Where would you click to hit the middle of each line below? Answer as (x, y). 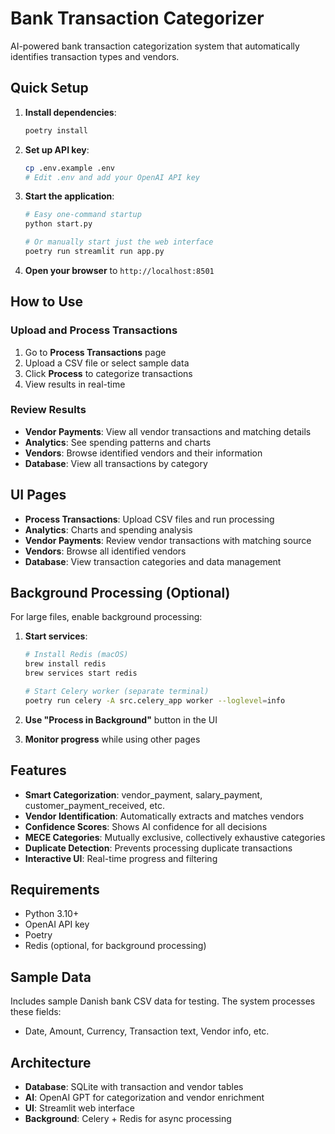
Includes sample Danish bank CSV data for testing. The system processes (163, 1001)
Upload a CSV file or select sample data (107, 363)
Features (38, 770)
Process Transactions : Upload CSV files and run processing (149, 519)
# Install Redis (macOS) (76, 655)
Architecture (51, 1062)
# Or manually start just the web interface (119, 242)
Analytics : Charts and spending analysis (108, 529)
